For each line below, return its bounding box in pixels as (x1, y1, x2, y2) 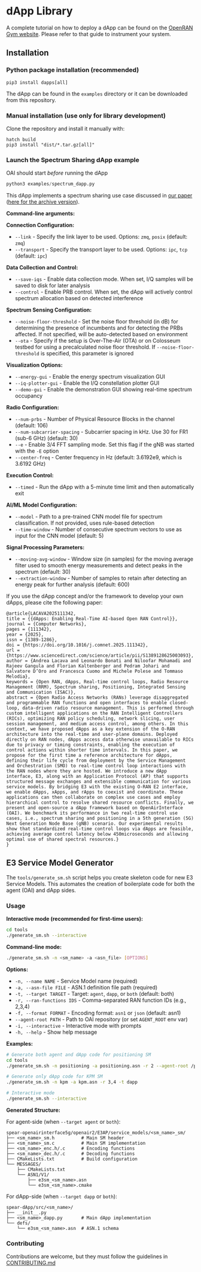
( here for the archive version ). (6, 198, 80, 205)
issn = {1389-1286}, (6, 637, 58, 643)
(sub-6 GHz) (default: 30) (14, 435, 78, 442)
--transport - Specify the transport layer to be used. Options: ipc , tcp (14, 246, 188, 253)
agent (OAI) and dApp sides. (6, 887, 77, 894)
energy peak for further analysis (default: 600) (14, 581, 130, 588)
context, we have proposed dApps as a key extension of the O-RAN (6, 726, 175, 732)
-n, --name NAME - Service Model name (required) (14, 977, 138, 984)
